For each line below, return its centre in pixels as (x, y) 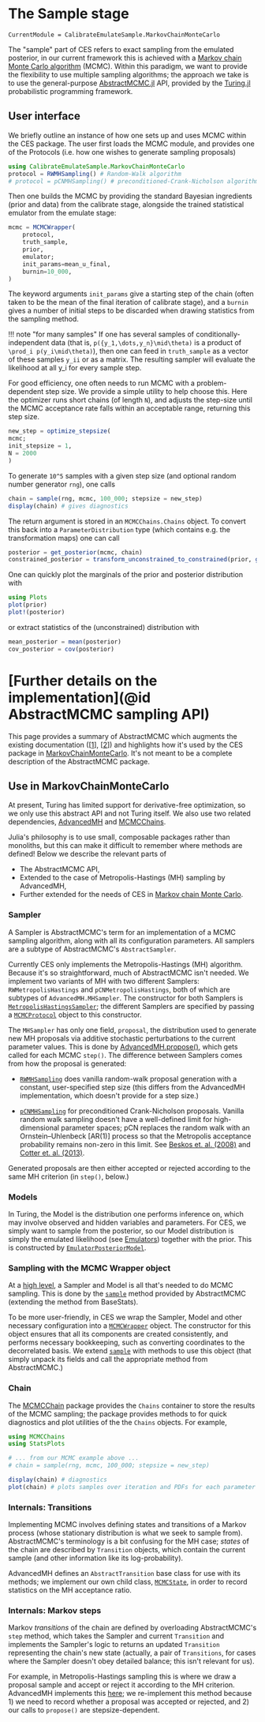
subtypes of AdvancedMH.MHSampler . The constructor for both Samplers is (126, 998)
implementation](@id (80, 698)
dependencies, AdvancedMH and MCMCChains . (87, 822)
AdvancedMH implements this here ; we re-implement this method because (130, 1694)
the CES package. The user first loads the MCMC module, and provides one (131, 144)
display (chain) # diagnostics (58, 1480)
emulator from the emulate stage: (62, 213)
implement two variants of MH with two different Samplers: (104, 981)
